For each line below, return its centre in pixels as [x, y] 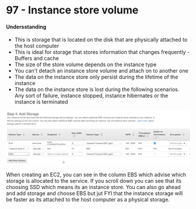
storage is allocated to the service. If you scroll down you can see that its [94, 181]
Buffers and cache [37, 59]
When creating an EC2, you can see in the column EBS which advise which [96, 174]
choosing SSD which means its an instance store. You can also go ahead [93, 187]
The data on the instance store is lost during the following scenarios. [97, 90]
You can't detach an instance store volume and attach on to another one [101, 71]
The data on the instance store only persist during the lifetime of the [96, 77]
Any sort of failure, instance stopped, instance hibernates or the [91, 96]
